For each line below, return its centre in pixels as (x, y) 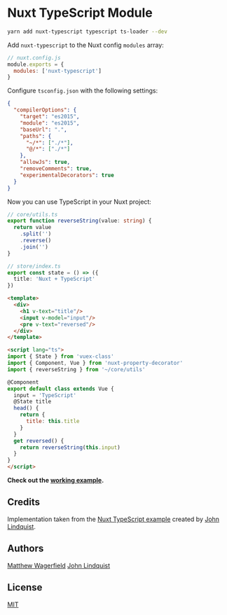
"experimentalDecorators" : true (67, 175)
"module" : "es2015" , (50, 123)
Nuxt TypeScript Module (80, 13)
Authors (26, 549)
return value (33, 228)
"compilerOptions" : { (45, 110)
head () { (26, 408)
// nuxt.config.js (34, 57)
